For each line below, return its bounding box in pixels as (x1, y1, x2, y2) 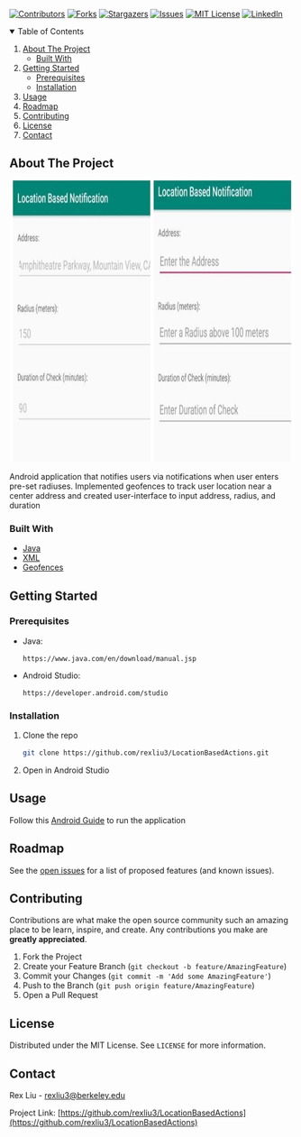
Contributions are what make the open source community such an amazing (9, 915, 288, 926)
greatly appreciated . (9, 934, 87, 945)
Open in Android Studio (22, 765, 110, 775)
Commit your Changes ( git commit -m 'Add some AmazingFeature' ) (22, 970, 272, 982)
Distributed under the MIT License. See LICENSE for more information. (9, 1040, 266, 1050)
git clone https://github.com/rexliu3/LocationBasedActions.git (22, 748, 269, 757)
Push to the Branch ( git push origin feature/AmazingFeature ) (22, 980, 255, 991)
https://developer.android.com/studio (22, 688, 169, 698)
